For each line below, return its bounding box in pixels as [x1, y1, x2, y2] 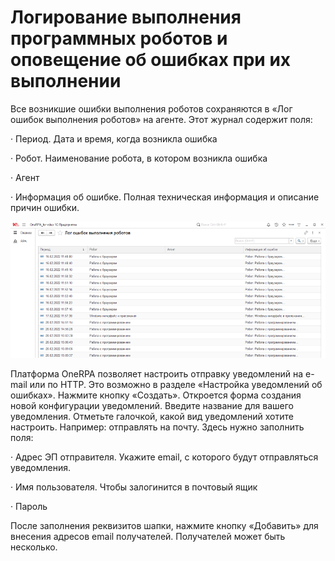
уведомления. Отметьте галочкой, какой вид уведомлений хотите [10, 410, 294, 422]
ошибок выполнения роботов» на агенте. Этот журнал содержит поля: [10, 113, 313, 125]
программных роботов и [10, 27, 228, 50]
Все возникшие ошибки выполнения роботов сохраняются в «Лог [10, 102, 293, 115]
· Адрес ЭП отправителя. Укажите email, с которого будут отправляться [10, 451, 319, 463]
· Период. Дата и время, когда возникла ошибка [10, 132, 218, 145]
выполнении [10, 70, 122, 93]
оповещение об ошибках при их [10, 49, 292, 71]
